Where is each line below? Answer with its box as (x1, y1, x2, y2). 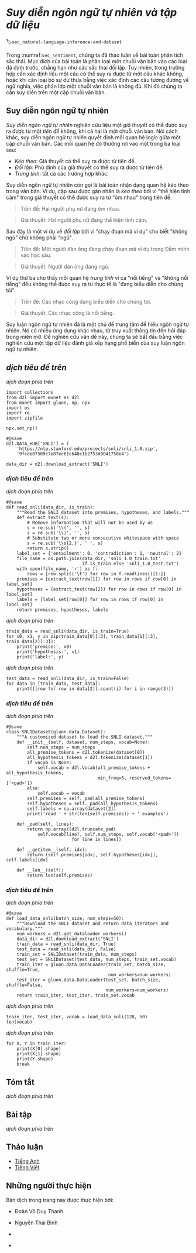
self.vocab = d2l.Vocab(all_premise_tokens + (37, 765, 150, 771)
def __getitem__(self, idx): (16, 847, 88, 853)
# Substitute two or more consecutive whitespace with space (27, 535, 180, 541)
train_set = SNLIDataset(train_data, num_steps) (16, 952, 137, 957)
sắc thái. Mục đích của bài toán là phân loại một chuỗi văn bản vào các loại (6, 57, 187, 64)
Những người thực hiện (6, 1181, 92, 1191)
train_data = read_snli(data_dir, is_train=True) (6, 628, 130, 634)
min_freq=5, (97, 775, 127, 781)
